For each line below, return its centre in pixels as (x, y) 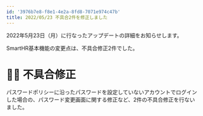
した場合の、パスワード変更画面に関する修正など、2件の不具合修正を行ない (101, 100)
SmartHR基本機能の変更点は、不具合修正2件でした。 (72, 48)
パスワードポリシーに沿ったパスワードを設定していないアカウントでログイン (102, 92)
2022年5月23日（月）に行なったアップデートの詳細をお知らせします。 (95, 35)
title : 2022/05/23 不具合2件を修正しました (57, 17)
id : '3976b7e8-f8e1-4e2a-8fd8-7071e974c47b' (63, 12)
